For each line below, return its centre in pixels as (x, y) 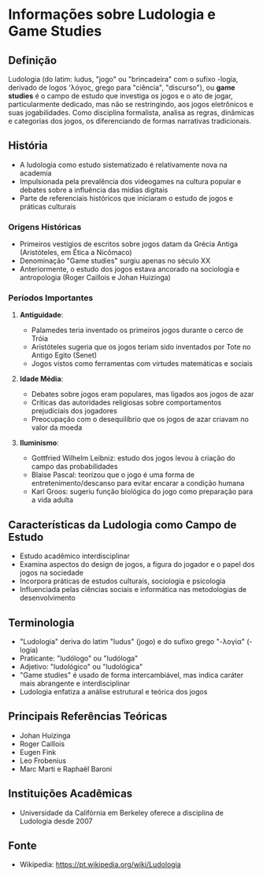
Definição (33, 60)
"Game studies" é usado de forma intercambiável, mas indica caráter (131, 675)
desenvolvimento (48, 598)
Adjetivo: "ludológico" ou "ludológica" (81, 667)
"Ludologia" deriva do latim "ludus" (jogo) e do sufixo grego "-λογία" (132, 642)
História (28, 146)
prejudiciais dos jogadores (74, 411)
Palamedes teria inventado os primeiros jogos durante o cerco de (137, 330)
